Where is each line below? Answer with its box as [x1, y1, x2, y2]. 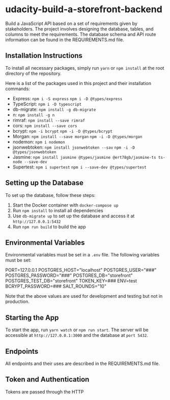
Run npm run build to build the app [12, 223, 87, 230]
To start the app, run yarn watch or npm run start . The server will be [5, 327, 149, 333]
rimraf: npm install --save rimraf [12, 117, 86, 123]
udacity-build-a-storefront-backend [5, 4, 163, 15]
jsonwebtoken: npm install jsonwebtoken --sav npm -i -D [12, 144, 135, 150]
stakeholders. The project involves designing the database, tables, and [5, 25, 154, 32]
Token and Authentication [5, 375, 90, 384]
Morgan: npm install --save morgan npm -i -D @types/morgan [12, 133, 143, 139]
